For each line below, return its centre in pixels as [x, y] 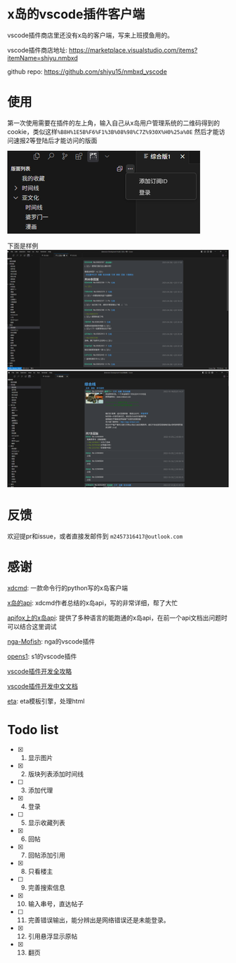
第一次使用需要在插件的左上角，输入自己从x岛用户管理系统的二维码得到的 [113, 123]
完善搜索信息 [46, 887]
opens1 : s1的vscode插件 [42, 656]
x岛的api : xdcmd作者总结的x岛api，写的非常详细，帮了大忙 [92, 603]
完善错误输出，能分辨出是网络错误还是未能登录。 [99, 919]
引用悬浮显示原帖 [53, 936]
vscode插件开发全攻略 [40, 671]
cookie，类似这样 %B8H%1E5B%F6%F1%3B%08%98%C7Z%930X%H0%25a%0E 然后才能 [113, 131]
